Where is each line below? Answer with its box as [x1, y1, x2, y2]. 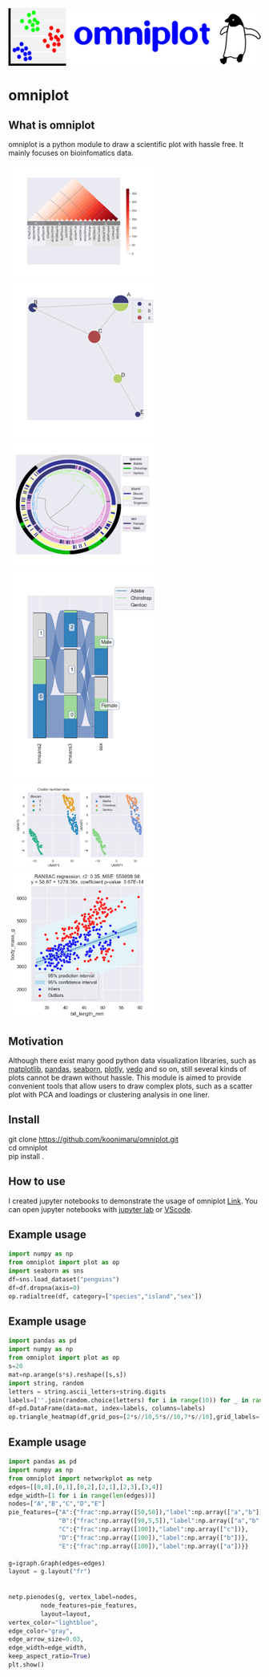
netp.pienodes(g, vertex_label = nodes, [8, 1594, 138, 1602]
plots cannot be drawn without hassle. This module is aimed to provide [8, 1073, 242, 1082]
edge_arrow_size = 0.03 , [8, 1635, 84, 1643]
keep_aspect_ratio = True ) [8, 1652, 91, 1661]
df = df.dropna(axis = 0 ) [8, 1284, 81, 1292]
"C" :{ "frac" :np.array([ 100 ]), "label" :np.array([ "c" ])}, [58, 1525, 249, 1533]
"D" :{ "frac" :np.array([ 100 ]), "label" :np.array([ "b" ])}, [58, 1533, 249, 1541]
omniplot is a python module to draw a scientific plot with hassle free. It [8, 140, 244, 149]
